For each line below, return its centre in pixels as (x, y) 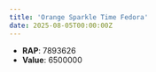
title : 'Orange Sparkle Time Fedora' (79, 17)
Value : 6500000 (52, 60)
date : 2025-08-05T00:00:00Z (61, 25)
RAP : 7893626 (49, 50)
